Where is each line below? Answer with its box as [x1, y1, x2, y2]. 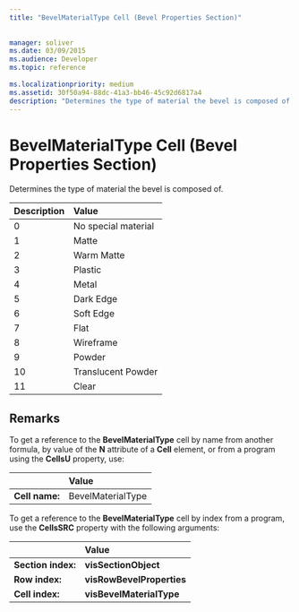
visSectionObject [84, 559, 160, 572]
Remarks [9, 410, 61, 426]
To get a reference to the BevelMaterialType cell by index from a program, [9, 513, 285, 524]
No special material [73, 220, 155, 233]
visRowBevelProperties [84, 573, 186, 586]
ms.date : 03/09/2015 [9, 47, 87, 56]
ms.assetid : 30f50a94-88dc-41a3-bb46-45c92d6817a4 [9, 88, 202, 97]
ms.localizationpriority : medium [9, 80, 134, 89]
